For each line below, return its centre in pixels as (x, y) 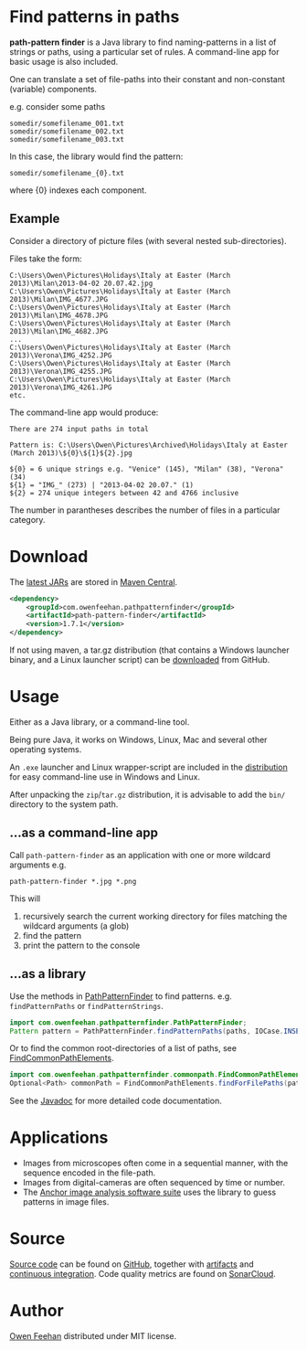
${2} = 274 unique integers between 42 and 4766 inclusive (124, 493)
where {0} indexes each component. (78, 190)
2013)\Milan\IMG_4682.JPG (58, 331)
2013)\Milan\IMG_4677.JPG (58, 299)
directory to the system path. (64, 804)
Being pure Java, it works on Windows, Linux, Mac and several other (138, 739)
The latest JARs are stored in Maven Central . (94, 581)
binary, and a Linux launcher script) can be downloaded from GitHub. (140, 660)
